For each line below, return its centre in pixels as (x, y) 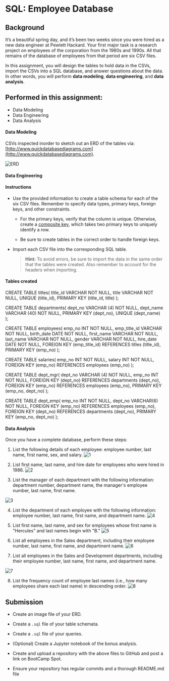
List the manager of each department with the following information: (83, 480)
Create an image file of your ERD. (47, 614)
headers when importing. (51, 270)
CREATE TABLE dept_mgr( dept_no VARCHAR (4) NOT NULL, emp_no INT (82, 375)
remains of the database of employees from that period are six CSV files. (81, 56)
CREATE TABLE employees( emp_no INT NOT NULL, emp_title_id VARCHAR (84, 328)
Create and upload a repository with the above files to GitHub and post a (88, 654)
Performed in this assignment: (54, 97)
